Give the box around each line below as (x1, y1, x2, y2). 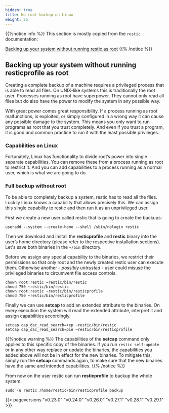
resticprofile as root (5, 68, 69, 77)
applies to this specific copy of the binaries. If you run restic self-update (5, 341, 159, 347)
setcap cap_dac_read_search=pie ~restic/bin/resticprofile (5, 327, 133, 332)
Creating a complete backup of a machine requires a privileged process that (5, 82, 164, 88)
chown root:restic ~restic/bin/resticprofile (5, 288, 103, 294)
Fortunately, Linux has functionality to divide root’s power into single (5, 154, 148, 160)
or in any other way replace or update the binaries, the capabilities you (5, 347, 153, 353)
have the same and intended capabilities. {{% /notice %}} (5, 363, 125, 369)
